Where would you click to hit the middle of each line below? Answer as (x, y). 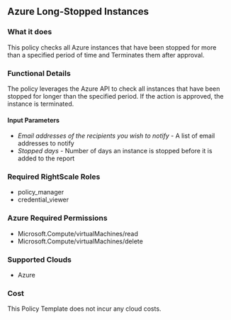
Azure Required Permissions (57, 218)
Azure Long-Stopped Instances (78, 12)
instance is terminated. (41, 104)
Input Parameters (34, 120)
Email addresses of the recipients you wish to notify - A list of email (116, 136)
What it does (30, 32)
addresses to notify (46, 143)
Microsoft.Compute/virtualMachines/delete (80, 241)
